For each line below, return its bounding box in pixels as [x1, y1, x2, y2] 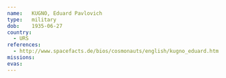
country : [7, 28, 32, 36]
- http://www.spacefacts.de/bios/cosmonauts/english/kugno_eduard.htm [13, 48, 219, 55]
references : [7, 41, 41, 48]
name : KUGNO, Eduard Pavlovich [7, 9, 103, 17]
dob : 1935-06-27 [7, 22, 63, 29]
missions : [7, 54, 36, 61]
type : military [7, 16, 57, 23]
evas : [7, 60, 23, 67]
